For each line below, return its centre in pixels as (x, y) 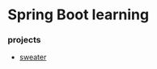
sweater (33, 57)
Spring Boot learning (78, 15)
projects (24, 40)
